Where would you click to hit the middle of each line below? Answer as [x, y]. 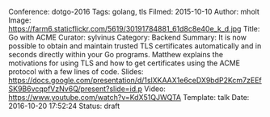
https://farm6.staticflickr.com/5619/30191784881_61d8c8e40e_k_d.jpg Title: [134, 29]
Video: [155, 89]
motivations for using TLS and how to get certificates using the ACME [124, 63]
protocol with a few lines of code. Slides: [76, 71]
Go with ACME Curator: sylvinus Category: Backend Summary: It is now [127, 37]
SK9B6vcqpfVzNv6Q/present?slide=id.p [76, 89]
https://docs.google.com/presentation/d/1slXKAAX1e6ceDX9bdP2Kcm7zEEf [135, 80]
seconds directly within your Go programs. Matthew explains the [116, 54]
